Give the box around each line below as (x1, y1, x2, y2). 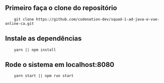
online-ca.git (5, 21, 34, 26)
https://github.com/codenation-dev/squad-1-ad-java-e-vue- (36, 17, 160, 21)
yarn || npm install (14, 47, 56, 52)
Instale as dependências (5, 34, 82, 43)
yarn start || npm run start (14, 73, 74, 79)
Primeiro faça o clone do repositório (5, 4, 117, 12)
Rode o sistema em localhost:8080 (5, 61, 115, 69)
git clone (14, 17, 34, 21)
